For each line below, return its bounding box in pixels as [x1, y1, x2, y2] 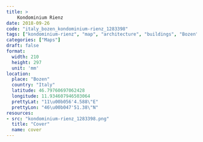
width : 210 [11, 54, 39, 60]
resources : [6, 110, 34, 116]
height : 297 [11, 59, 42, 65]
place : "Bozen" [11, 76, 50, 82]
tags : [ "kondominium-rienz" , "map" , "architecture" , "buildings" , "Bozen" [6, 31, 199, 37]
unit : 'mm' [11, 65, 39, 71]
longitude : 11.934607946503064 [11, 93, 91, 99]
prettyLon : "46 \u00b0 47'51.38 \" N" [11, 104, 98, 111]
